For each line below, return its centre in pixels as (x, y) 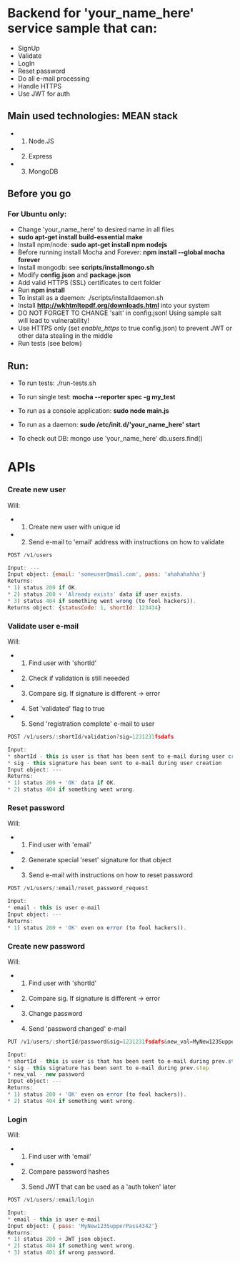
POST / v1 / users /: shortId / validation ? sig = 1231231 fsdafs (91, 737)
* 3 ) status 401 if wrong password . (62, 1253)
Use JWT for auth (44, 94)
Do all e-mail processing (54, 78)
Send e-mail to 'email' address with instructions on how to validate (126, 541)
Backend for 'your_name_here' (101, 13)
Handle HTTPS (40, 86)
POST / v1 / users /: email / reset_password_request (78, 888)
